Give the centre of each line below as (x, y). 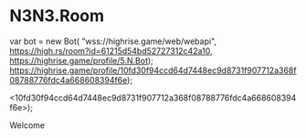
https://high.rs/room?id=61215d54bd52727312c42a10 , (111, 50)
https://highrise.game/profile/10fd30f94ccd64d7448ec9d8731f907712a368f (153, 70)
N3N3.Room (57, 16)
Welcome (27, 125)
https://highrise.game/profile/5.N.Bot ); (81, 60)
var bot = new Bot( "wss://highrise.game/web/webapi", (113, 41)
